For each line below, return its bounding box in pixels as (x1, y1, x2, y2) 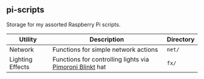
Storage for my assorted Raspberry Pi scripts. (6, 21, 121, 28)
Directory (166, 35, 195, 43)
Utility (19, 35, 38, 43)
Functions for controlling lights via (52, 55, 149, 63)
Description (89, 35, 124, 43)
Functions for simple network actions (52, 45, 158, 54)
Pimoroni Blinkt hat (52, 63, 106, 71)
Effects (9, 63, 30, 71)
